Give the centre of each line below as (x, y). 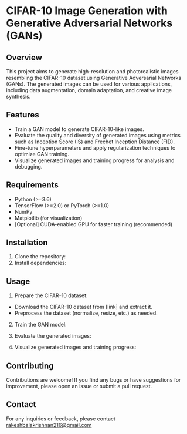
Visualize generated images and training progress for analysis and (94, 160)
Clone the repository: (40, 257)
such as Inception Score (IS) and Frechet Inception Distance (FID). (94, 142)
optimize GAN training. (42, 154)
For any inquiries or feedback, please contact (61, 419)
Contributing (30, 366)
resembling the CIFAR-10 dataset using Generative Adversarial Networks (94, 78)
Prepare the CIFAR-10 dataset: (51, 295)
